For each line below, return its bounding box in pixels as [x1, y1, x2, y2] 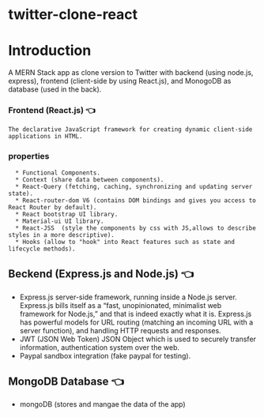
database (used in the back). [8, 85, 102, 94]
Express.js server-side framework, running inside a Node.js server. [19, 292, 237, 302]
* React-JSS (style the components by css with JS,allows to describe [15, 224, 257, 232]
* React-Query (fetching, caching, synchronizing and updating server [15, 182, 253, 190]
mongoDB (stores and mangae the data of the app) [19, 400, 186, 409]
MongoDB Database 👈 [8, 374, 124, 388]
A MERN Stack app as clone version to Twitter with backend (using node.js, [8, 68, 254, 77]
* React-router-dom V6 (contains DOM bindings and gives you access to [15, 196, 257, 205]
